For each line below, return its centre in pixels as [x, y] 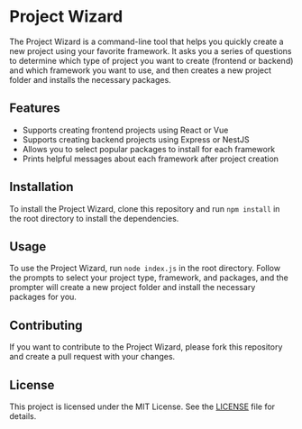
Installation [41, 187]
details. [23, 416]
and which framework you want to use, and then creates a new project [141, 70]
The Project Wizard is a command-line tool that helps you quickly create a [146, 41]
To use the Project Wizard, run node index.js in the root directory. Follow [145, 269]
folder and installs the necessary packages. [90, 79]
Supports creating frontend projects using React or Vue [125, 130]
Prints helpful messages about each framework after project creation [151, 159]
